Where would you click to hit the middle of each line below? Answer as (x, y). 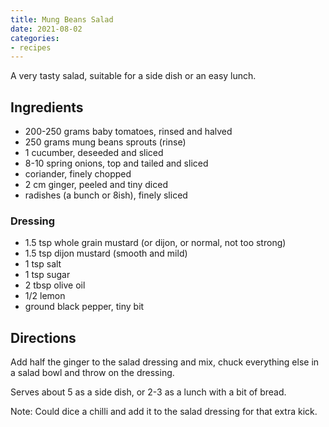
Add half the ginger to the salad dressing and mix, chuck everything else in (165, 362)
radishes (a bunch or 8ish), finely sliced (106, 195)
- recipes (31, 47)
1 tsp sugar (47, 275)
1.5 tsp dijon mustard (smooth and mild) (106, 253)
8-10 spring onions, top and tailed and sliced (116, 163)
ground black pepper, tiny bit (84, 307)
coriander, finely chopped (78, 174)
